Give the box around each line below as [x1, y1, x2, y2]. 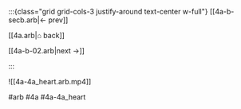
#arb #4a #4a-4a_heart [8, 92, 86, 102]
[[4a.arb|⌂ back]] [8, 31, 65, 40]
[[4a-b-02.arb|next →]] [8, 46, 85, 55]
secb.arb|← [8, 15, 47, 25]
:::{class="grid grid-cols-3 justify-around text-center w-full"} [8, 7, 208, 16]
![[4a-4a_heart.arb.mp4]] [8, 77, 92, 86]
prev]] [48, 15, 69, 25]
